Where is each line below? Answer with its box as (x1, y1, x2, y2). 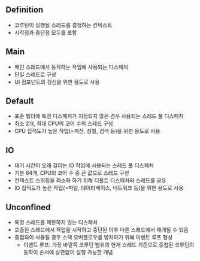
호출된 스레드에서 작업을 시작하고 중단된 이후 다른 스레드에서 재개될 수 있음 (14, 226, 189, 233)
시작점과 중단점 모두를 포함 (14, 29, 77, 36)
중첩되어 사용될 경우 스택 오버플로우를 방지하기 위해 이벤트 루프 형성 (14, 233, 173, 241)
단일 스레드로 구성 (14, 71, 56, 78)
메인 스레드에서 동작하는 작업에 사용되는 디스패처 (14, 63, 128, 71)
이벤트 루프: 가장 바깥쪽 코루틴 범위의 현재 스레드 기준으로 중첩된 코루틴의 (23, 241, 195, 248)
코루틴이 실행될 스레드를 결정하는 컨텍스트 (14, 21, 113, 29)
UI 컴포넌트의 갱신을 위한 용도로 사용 (14, 78, 100, 86)
